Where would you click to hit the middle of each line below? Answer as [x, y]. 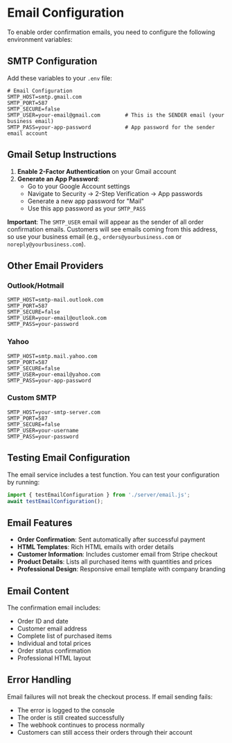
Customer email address [52, 629]
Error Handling [39, 680]
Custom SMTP [32, 398]
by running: [24, 482]
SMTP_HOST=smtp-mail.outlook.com [55, 300]
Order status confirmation [54, 651]
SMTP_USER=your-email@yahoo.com [54, 374]
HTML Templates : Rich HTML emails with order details [96, 547]
